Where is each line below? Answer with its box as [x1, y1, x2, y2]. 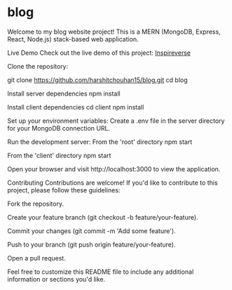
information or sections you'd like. [7, 275, 106, 283]
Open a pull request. [7, 253, 67, 262]
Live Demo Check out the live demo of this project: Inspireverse [7, 48, 191, 57]
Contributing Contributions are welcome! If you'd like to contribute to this [7, 178, 219, 187]
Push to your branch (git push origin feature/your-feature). [7, 240, 176, 249]
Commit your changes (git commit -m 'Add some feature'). [7, 226, 177, 235]
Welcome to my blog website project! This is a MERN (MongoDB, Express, [7, 27, 221, 36]
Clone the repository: [7, 62, 69, 70]
